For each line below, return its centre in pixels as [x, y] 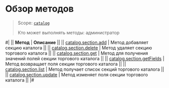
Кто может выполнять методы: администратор [69, 32]
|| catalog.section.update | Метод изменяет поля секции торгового [77, 74]
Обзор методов [40, 9]
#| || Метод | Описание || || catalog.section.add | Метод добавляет [77, 42]
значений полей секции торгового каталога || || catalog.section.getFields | [85, 58]
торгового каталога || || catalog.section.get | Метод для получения [77, 53]
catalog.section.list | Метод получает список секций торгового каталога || [85, 69]
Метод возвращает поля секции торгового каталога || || [66, 64]
